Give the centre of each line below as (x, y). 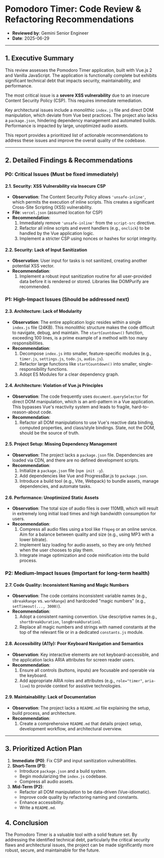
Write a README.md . (38, 807)
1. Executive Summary (40, 58)
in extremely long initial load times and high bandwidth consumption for (84, 514)
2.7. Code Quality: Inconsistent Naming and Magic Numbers (67, 585)
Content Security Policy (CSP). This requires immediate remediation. (74, 100)
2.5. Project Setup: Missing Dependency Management (61, 444)
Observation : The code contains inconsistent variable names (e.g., (80, 596)
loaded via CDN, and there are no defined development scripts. (76, 460)
